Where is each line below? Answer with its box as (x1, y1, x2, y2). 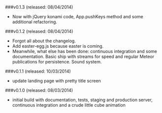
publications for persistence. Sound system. (12, 59, 102, 64)
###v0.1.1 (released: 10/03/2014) (5, 68, 71, 74)
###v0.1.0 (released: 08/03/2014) (5, 87, 73, 93)
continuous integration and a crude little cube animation (12, 102, 126, 108)
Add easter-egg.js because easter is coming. (12, 43, 104, 49)
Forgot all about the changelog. (12, 38, 76, 44)
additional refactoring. (12, 19, 58, 25)
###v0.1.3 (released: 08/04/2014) (5, 4, 73, 10)
